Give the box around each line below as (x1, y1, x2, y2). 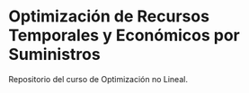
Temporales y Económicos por (8, 25, 240, 46)
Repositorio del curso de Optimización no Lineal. (8, 73, 188, 84)
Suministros (8, 45, 101, 64)
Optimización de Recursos (8, 6, 210, 27)
